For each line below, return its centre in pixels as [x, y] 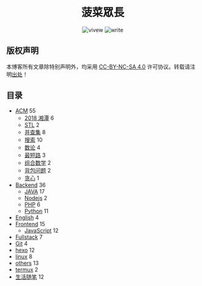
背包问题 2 [38, 170]
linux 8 [24, 256]
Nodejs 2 [36, 198]
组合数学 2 [38, 162]
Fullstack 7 [29, 237]
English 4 [27, 217]
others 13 [27, 263]
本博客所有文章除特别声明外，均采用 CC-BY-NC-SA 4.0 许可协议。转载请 [98, 66]
